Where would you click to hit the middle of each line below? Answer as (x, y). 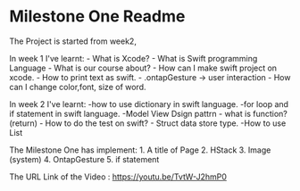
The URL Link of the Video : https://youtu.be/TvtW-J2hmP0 (118, 177)
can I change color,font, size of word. (78, 87)
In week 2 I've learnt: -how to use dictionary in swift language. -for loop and (149, 104)
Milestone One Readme (97, 17)
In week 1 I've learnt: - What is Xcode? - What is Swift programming (133, 58)
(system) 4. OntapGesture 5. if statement (84, 159)
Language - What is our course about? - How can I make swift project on (143, 68)
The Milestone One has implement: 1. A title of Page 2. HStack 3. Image (140, 150)
